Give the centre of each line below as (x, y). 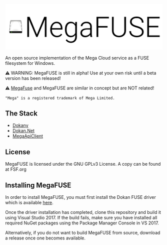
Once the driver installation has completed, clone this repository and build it (83, 212)
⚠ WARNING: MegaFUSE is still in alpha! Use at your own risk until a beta (81, 73)
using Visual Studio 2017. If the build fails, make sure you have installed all (81, 218)
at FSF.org (16, 169)
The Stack (21, 113)
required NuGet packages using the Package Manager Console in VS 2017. (82, 223)
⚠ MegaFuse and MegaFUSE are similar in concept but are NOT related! (80, 88)
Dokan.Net (23, 131)
